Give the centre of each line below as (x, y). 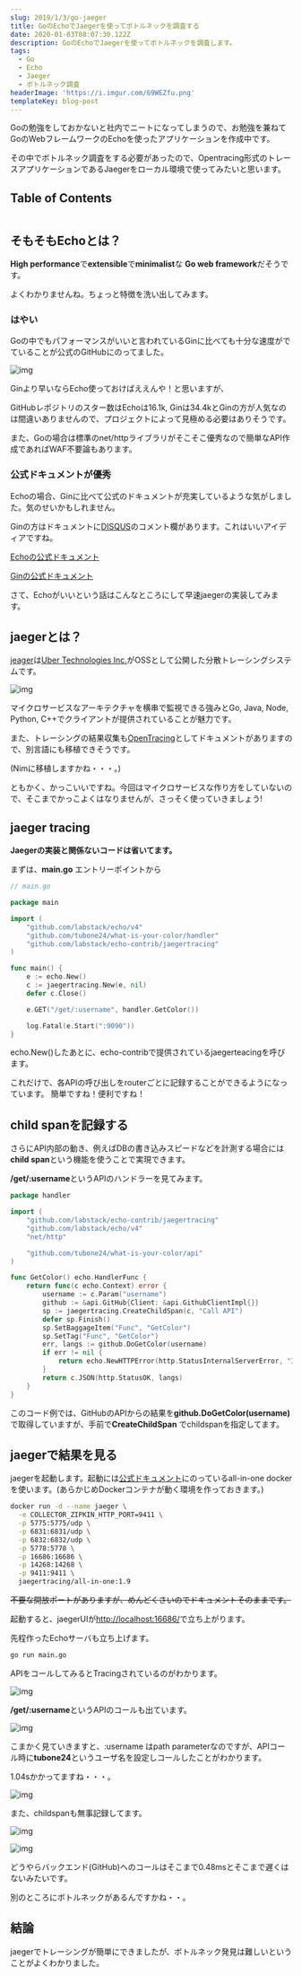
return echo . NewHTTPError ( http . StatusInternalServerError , (170, 1361)
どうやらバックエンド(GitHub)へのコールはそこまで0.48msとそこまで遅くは (150, 1866)
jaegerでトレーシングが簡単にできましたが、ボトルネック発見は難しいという (151, 1951)
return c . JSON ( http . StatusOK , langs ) (112, 1378)
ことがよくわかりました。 (57, 1963)
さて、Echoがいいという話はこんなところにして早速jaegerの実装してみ (141, 594)
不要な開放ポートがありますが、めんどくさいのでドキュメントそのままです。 (151, 1600)
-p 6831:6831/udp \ (55, 1532)
